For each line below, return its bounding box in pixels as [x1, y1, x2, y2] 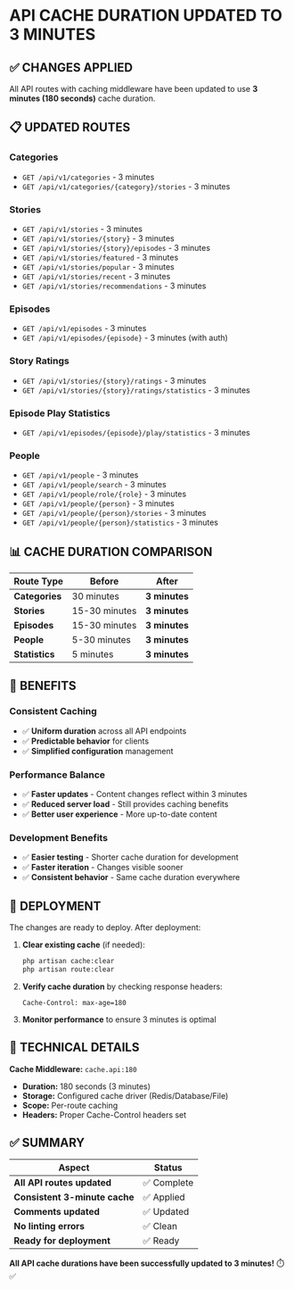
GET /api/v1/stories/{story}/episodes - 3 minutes [21, 242, 211, 253]
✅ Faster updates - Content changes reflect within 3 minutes [21, 788, 248, 799]
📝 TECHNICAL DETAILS [9, 1040, 140, 1055]
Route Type [13, 575, 64, 587]
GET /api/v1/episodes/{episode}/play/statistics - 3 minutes [21, 427, 251, 437]
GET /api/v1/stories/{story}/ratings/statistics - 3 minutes [21, 385, 251, 395]
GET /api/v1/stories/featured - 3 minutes [21, 252, 179, 262]
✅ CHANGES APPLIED [9, 60, 134, 75]
